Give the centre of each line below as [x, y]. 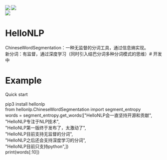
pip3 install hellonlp [25, 104]
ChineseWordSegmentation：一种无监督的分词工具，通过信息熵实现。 [77, 47]
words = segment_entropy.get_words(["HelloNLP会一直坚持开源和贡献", [79, 115]
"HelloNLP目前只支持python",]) [37, 146]
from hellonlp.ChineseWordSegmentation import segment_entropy [73, 109]
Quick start [16, 94]
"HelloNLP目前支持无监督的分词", [39, 134]
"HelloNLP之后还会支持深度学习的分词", [46, 140]
